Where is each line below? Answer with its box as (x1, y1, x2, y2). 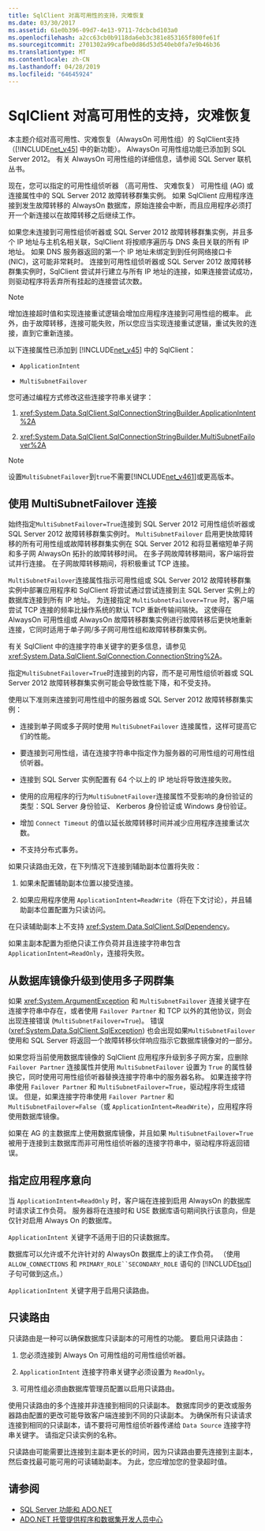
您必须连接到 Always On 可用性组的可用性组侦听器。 (19, 1350, 191, 1360)
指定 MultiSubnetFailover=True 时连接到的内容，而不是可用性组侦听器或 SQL (8, 668, 254, 678)
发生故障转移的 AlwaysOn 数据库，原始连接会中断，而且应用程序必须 (21, 200, 246, 210)
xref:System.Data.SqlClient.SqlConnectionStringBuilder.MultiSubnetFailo (19, 432, 256, 441)
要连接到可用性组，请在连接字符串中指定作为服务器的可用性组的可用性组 (19, 748, 255, 758)
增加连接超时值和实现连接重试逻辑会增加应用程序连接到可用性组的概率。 (8, 309, 243, 318)
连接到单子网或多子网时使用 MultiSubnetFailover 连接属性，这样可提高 (19, 721, 250, 731)
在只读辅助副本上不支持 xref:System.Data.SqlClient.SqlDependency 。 (8, 922, 234, 931)
